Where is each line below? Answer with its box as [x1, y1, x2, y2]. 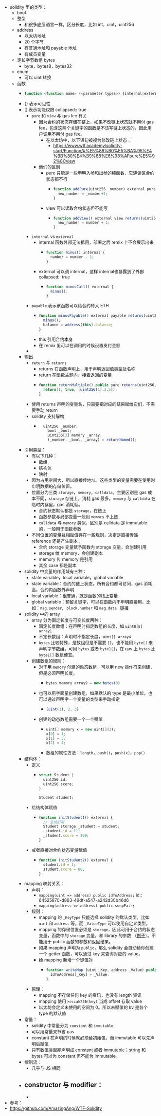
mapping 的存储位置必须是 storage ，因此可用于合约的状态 [38, 927, 155, 933]
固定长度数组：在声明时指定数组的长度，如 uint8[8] [38, 623, 143, 629]
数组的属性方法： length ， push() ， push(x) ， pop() [46, 750, 145, 756]
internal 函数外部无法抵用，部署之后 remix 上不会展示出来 [38, 239, 154, 245]
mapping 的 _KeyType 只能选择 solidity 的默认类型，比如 [38, 915, 150, 920]
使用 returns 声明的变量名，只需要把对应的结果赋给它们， [31, 401, 147, 407]
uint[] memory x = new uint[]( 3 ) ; [46, 727, 116, 732]
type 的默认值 [38, 1010, 67, 1016]
